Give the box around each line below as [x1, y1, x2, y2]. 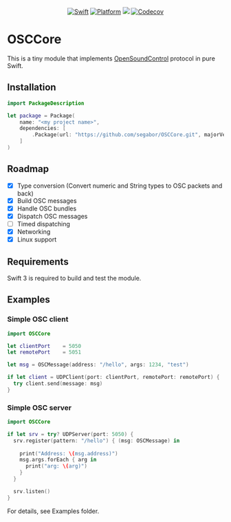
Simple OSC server [7, 402, 72, 412]
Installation [7, 82, 56, 94]
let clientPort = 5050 [7, 342, 81, 349]
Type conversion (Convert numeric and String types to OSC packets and [16, 182, 223, 190]
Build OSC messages [16, 196, 77, 205]
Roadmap [7, 163, 49, 175]
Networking [16, 228, 51, 236]
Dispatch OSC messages [16, 212, 88, 220]
